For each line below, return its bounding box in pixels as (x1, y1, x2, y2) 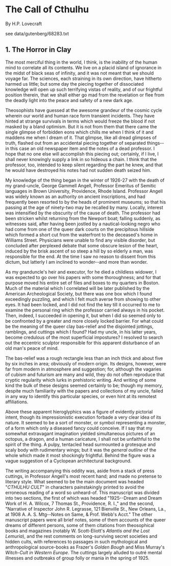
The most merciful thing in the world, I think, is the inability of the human (5, 59, 158, 65)
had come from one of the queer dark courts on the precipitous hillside (5, 226, 155, 232)
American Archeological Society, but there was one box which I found (5, 290, 152, 297)
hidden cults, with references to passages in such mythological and (5, 538, 148, 544)
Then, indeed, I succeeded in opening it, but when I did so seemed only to (5, 312, 161, 319)
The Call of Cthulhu (5, 4, 89, 15)
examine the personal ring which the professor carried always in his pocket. (5, 307, 165, 313)
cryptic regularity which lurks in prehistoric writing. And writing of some (5, 377, 157, 383)
